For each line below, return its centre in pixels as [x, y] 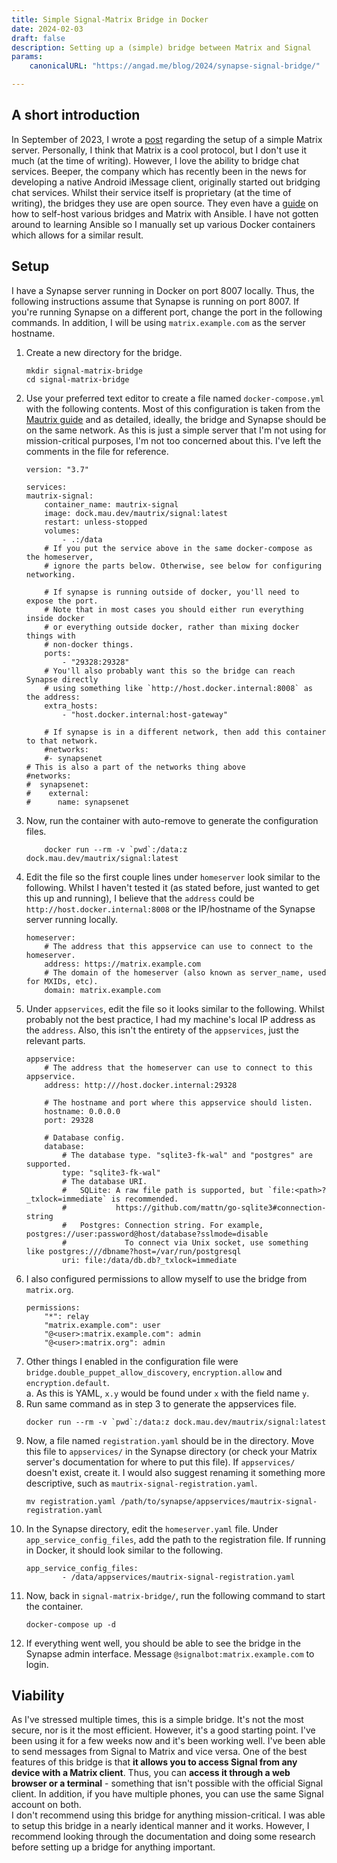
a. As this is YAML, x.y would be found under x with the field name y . [167, 1393]
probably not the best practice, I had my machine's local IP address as [170, 1019]
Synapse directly [62, 679]
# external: [57, 793]
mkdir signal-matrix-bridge [84, 371]
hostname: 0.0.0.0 [82, 1111]
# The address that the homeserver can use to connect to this [178, 1067]
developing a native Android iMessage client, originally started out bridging [166, 182]
